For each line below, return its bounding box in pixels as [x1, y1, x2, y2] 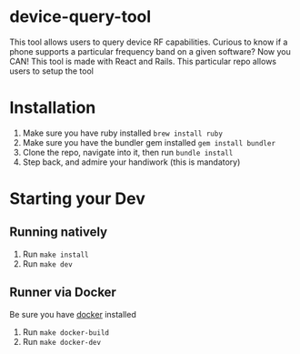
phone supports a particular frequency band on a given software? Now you [9, 46, 291, 56]
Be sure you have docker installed [9, 308, 136, 319]
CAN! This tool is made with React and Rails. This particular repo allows [9, 56, 277, 66]
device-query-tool [9, 6, 152, 27]
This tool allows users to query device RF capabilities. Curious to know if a [9, 36, 288, 47]
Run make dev [22, 258, 73, 269]
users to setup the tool [9, 66, 94, 76]
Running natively [9, 225, 107, 240]
